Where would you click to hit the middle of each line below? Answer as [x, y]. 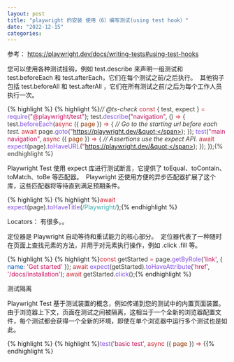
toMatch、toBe [29, 177]
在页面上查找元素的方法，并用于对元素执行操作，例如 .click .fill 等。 [104, 245]
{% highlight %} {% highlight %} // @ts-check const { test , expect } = [106, 109]
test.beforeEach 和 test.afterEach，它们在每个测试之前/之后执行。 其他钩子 [116, 78]
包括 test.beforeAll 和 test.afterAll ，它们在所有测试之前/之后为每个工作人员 [115, 86]
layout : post [26, 14]
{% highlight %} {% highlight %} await [61, 200]
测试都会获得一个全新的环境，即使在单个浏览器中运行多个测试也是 [126, 321]
